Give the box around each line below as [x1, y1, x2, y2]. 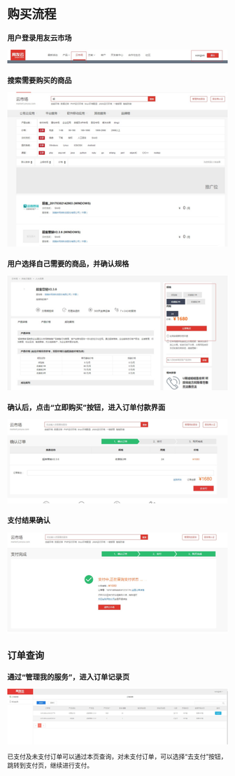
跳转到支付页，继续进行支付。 [7, 761, 93, 769]
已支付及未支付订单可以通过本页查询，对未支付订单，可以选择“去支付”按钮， [7, 752, 227, 761]
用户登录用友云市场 [7, 33, 72, 43]
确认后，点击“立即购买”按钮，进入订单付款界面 [7, 402, 166, 412]
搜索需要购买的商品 [7, 75, 72, 85]
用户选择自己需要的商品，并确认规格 [7, 258, 129, 268]
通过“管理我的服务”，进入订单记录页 [7, 672, 130, 681]
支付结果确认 [7, 515, 51, 525]
